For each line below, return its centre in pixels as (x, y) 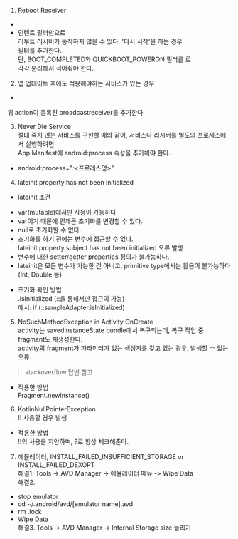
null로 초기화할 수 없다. (49, 230)
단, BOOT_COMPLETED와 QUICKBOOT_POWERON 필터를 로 (104, 59)
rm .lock (29, 512)
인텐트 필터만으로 (42, 32)
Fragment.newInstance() (54, 395)
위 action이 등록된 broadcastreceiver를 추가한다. (76, 112)
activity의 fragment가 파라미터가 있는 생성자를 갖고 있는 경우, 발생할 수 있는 (123, 348)
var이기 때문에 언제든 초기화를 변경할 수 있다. (80, 221)
